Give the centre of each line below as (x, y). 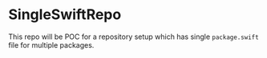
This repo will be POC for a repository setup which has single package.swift (133, 37)
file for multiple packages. (51, 44)
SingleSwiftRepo (65, 15)
